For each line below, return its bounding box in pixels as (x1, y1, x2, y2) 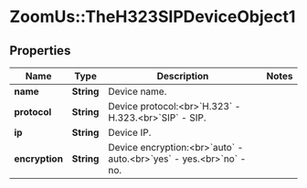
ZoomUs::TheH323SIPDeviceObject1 (9, 6, 296, 27)
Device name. (108, 85, 167, 98)
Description (156, 70, 209, 82)
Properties (9, 43, 71, 58)
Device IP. (108, 126, 152, 139)
